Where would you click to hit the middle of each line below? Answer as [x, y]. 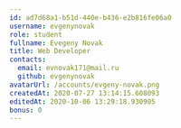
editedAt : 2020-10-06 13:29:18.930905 [82, 101]
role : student [36, 34]
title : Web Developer [50, 51]
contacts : [28, 59]
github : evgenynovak [56, 77]
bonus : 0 [26, 110]
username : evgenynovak [52, 26]
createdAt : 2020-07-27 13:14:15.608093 [85, 93]
